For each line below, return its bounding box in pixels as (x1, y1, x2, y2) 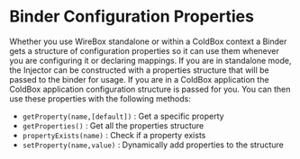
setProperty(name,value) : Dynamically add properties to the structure (22, 139, 284, 150)
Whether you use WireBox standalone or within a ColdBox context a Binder (9, 36, 287, 47)
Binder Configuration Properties (9, 6, 255, 27)
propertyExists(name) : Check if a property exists (22, 129, 206, 140)
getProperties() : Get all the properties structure (22, 119, 205, 131)
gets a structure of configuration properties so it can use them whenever (9, 45, 279, 56)
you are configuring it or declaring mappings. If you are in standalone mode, (9, 55, 292, 66)
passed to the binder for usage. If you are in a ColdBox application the (9, 74, 269, 84)
